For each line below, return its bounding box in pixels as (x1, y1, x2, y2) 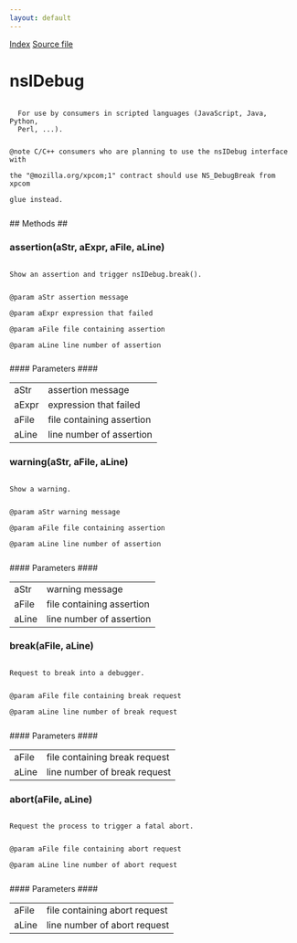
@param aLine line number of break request (9, 707, 178, 716)
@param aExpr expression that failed (9, 308, 154, 318)
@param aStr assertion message (9, 292, 129, 302)
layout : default (9, 13, 71, 23)
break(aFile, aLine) (9, 640, 94, 652)
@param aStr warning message (9, 507, 121, 516)
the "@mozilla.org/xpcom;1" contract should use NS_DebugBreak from (9, 171, 276, 181)
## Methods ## (9, 218, 69, 229)
